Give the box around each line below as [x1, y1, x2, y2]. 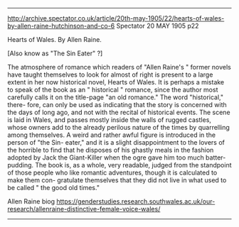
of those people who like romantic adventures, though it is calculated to [7, 168, 218, 177]
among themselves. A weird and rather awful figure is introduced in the [7, 131, 216, 139]
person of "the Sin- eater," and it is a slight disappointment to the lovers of [7, 138, 225, 146]
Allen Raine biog [7, 197, 55, 206]
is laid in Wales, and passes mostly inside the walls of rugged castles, [7, 116, 212, 124]
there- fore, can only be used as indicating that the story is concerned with [7, 101, 228, 109]
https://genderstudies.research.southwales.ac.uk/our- [56, 197, 216, 206]
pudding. [7, 161, 34, 169]
